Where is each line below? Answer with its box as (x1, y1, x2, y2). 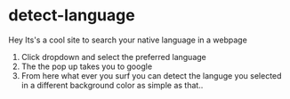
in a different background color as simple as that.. (20, 80, 204, 90)
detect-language (8, 5, 135, 26)
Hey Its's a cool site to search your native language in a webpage (8, 34, 248, 45)
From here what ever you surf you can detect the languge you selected (20, 70, 282, 80)
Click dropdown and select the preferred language (20, 51, 206, 62)
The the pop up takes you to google (20, 61, 153, 72)
